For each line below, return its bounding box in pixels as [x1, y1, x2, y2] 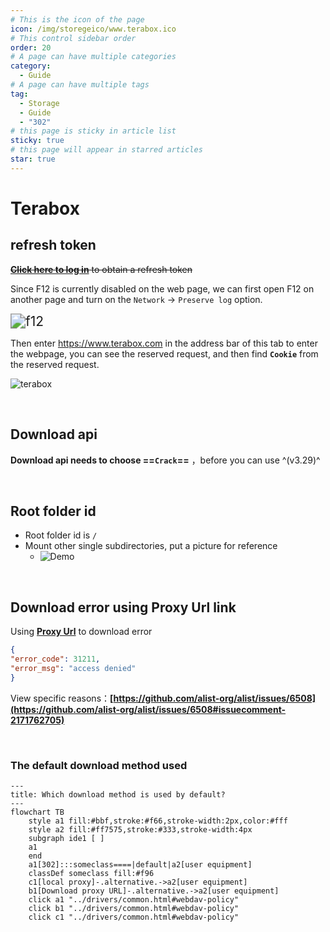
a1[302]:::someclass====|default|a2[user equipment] [28, 859, 253, 870]
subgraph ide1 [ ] [28, 833, 105, 843]
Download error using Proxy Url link [10, 599, 237, 616]
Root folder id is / [24, 529, 98, 541]
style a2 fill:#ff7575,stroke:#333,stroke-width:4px [28, 824, 253, 835]
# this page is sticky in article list [10, 126, 177, 136]
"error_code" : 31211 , [10, 654, 101, 665]
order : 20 [10, 42, 52, 53]
